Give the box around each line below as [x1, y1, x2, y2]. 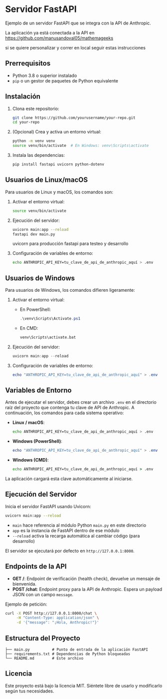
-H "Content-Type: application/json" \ [16, 616, 99, 621]
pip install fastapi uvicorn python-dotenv [12, 162, 105, 167]
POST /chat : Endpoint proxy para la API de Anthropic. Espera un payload [12, 586, 163, 592]
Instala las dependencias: [12, 152, 65, 158]
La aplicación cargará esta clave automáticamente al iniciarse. [5, 476, 133, 482]
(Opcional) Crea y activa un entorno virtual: [12, 129, 101, 135]
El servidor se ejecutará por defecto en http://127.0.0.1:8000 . [5, 548, 135, 554]
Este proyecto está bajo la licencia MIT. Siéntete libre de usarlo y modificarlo [5, 683, 163, 689]
